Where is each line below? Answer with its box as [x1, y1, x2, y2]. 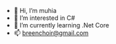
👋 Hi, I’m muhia [13, 7, 57, 14]
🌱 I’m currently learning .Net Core [13, 21, 109, 29]
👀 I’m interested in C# [13, 14, 75, 22]
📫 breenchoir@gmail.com [13, 29, 89, 37]
